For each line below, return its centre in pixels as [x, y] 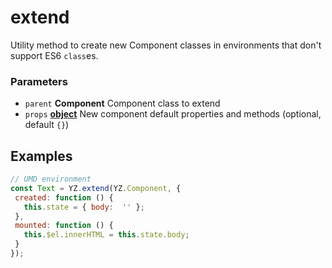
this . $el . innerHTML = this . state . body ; [106, 235]
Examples [41, 156]
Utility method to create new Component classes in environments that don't [166, 45]
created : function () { [64, 197]
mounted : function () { [64, 226]
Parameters [39, 81]
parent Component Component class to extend [122, 103]
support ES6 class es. [54, 55]
